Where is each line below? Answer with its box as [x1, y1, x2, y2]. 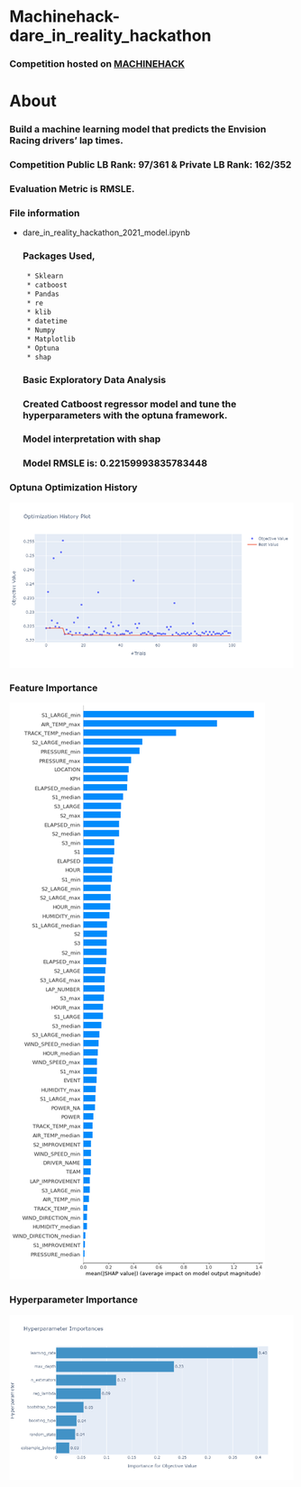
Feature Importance [9, 681, 98, 694]
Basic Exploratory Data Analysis [22, 373, 167, 386]
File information [9, 206, 80, 219]
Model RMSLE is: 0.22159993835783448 [22, 457, 208, 470]
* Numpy [26, 325, 56, 334]
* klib [26, 307, 51, 316]
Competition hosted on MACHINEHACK [9, 58, 186, 70]
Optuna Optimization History [9, 481, 138, 494]
